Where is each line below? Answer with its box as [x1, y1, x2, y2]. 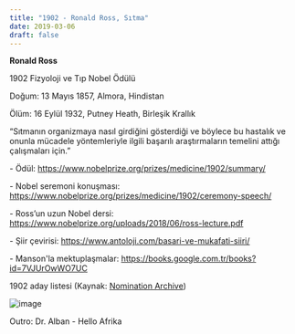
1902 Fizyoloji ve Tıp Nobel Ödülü [9, 73, 136, 84]
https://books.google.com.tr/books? [121, 253, 257, 265]
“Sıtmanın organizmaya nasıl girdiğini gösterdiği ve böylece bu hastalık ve [9, 126, 286, 137]
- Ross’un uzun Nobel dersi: [9, 208, 114, 219]
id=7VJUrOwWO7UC [9, 263, 89, 274]
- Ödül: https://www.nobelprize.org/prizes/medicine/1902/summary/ [9, 163, 267, 174]
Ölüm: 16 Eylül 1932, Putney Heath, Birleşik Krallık [9, 109, 196, 120]
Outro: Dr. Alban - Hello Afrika [9, 316, 122, 327]
